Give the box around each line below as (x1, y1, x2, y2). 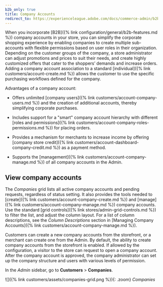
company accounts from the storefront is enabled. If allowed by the (5, 242, 140, 248)
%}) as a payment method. (52, 144, 106, 151)
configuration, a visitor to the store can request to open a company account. (5, 248, 158, 253)
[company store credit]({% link (12, 140, 74, 145)
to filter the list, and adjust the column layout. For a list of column (5, 212, 135, 218)
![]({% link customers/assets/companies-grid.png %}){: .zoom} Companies (5, 277, 155, 283)
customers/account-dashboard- (74, 140, 139, 145)
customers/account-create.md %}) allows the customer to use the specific (5, 71, 154, 77)
